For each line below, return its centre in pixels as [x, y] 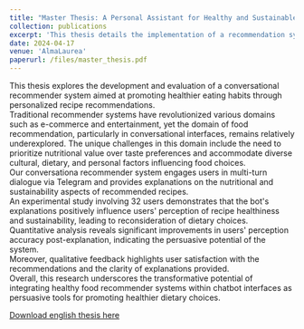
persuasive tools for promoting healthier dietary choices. [115, 297]
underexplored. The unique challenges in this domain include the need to [146, 143]
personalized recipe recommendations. [82, 105]
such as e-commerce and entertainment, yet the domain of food [129, 124]
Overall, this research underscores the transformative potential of [131, 278]
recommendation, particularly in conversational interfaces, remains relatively [152, 134]
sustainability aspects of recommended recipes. [99, 192]
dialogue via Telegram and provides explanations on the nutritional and [142, 182]
